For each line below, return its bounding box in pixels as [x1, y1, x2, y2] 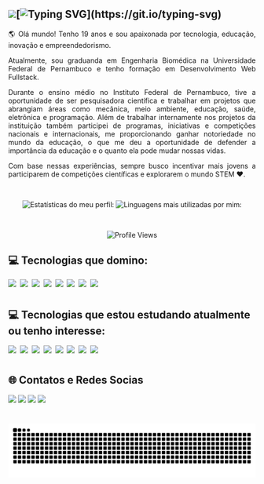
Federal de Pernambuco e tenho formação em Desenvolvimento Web [8, 64, 256, 73]
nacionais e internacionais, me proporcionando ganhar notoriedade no [8, 129, 256, 138]
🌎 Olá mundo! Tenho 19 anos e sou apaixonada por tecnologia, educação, [8, 29, 256, 38]
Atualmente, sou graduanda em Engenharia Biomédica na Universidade [8, 56, 256, 65]
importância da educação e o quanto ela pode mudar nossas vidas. [8, 146, 226, 155]
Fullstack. [8, 72, 39, 82]
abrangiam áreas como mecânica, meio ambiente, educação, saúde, [8, 104, 256, 114]
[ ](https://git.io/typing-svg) [16, 8, 222, 21]
